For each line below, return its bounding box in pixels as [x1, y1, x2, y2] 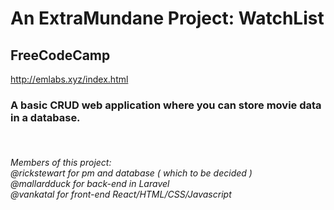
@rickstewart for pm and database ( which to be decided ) [10, 167, 253, 179]
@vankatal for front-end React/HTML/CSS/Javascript [10, 188, 232, 200]
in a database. [10, 110, 81, 124]
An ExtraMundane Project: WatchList [10, 7, 325, 30]
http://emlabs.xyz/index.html [10, 73, 129, 85]
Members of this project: [10, 156, 112, 168]
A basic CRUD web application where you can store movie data [10, 98, 322, 112]
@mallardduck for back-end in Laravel [10, 177, 170, 189]
